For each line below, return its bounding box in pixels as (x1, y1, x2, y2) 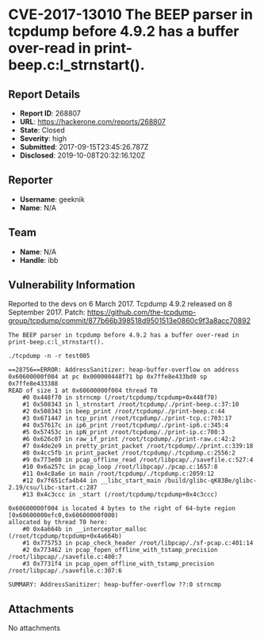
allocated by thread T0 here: (8, 519, 109, 527)
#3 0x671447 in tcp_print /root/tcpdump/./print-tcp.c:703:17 (22, 414, 232, 423)
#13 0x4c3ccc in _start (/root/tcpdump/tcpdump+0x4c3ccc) (22, 491, 218, 499)
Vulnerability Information (8, 279, 136, 292)
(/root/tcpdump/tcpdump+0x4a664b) (8, 532, 123, 540)
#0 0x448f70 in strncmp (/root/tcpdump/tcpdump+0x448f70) (22, 394, 218, 401)
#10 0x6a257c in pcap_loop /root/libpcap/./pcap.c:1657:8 (22, 463, 218, 471)
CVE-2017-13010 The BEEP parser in (8, 6, 254, 24)
